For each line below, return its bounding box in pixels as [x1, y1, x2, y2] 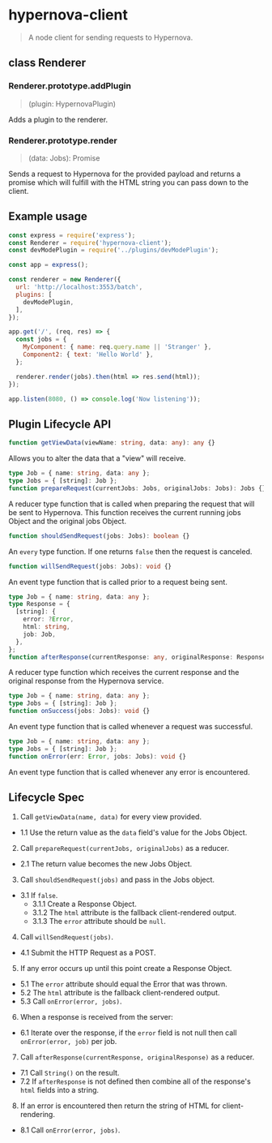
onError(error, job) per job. [19, 1037, 117, 1046]
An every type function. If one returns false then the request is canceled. [8, 546, 253, 556]
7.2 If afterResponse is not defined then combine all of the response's [19, 1076, 251, 1086]
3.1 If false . [19, 891, 58, 900]
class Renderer [8, 56, 87, 70]
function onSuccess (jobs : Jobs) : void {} [8, 707, 151, 715]
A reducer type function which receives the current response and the [8, 668, 240, 677]
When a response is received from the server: [19, 1012, 173, 1022]
